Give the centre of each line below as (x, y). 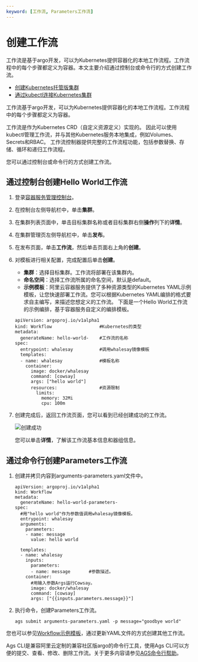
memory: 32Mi (57, 398)
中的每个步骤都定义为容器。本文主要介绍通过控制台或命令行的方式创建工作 (101, 67)
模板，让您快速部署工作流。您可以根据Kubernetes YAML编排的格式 (105, 295)
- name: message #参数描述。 (72, 572)
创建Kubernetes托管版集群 (47, 87)
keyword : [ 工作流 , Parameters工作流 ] (50, 11)
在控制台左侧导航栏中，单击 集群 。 (56, 210)
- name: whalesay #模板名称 (70, 361)
